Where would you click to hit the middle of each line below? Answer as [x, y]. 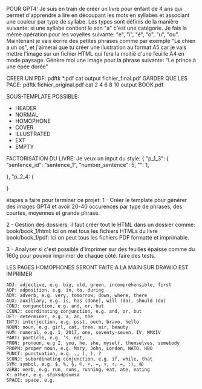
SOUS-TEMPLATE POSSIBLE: [43, 96]
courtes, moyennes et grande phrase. [53, 213]
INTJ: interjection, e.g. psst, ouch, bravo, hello [73, 322]
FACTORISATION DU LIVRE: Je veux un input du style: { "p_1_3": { [88, 159]
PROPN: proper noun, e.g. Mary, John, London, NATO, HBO [80, 348]
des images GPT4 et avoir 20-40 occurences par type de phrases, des [94, 206]
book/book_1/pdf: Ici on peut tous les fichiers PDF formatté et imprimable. [98, 237]
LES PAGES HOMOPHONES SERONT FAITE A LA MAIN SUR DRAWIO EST [97, 267]
